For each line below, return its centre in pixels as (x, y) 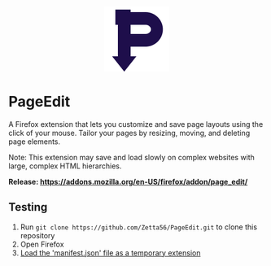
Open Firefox (42, 244)
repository (37, 235)
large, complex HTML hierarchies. (65, 166)
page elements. (35, 142)
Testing (28, 207)
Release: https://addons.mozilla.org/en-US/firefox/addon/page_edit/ (128, 181)
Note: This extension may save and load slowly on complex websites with (131, 157)
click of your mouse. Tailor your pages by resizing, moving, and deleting (129, 133)
